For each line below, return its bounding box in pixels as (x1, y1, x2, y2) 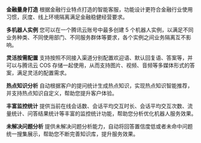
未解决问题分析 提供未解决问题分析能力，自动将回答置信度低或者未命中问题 (6, 123, 193, 130)
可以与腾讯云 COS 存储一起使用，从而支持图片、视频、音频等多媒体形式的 (6, 62, 190, 69)
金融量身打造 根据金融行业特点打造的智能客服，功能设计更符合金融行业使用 (6, 6, 193, 13)
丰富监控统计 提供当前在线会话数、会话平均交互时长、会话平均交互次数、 (6, 103, 188, 109)
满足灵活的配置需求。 (16, 69, 70, 76)
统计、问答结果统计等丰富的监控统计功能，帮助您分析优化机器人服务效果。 (11, 110, 197, 117)
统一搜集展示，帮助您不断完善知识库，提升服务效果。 (6, 130, 139, 138)
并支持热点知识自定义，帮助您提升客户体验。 (6, 90, 118, 97)
